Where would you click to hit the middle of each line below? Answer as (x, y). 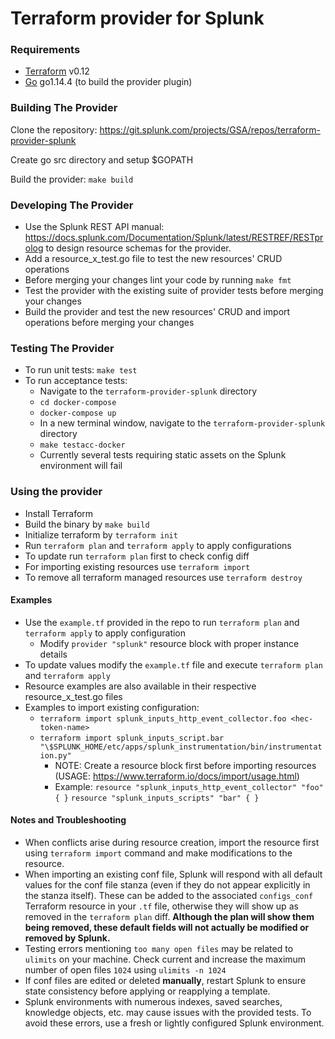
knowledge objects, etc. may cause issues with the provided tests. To (168, 1013)
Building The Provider (64, 108)
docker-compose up (78, 413)
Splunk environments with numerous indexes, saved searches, (153, 1002)
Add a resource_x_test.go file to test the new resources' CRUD (153, 259)
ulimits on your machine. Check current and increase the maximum (165, 959)
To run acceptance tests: (76, 381)
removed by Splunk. (67, 938)
